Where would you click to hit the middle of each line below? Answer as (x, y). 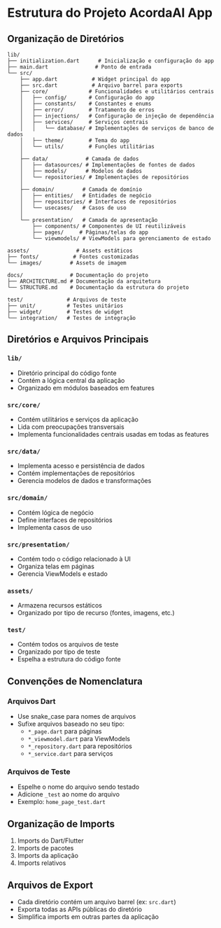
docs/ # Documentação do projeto (78, 275)
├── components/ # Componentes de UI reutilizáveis (109, 226)
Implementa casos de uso (55, 527)
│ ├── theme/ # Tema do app (75, 141)
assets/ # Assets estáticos (70, 251)
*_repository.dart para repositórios (80, 746)
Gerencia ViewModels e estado (63, 574)
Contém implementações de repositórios (76, 473)
